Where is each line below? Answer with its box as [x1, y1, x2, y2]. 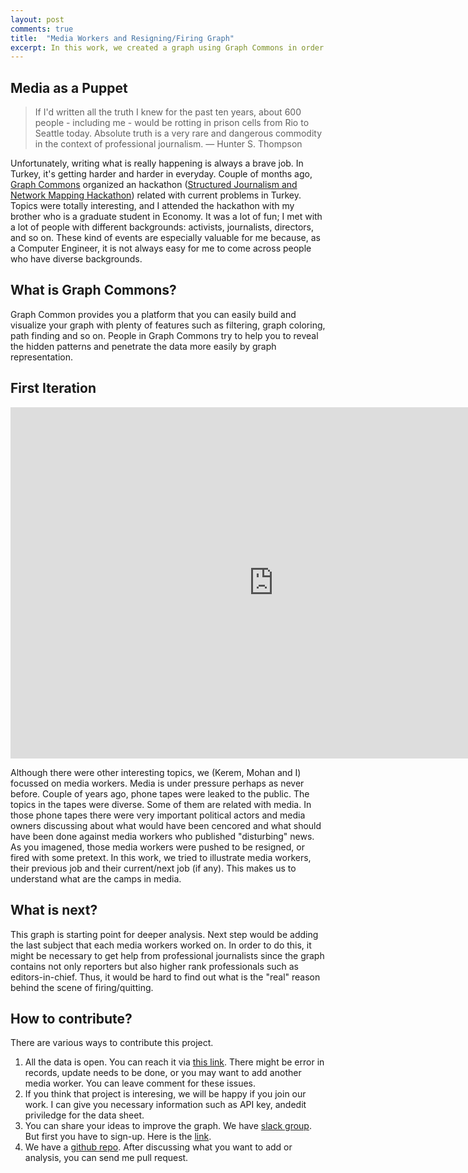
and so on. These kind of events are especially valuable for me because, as [10, 232, 321, 244]
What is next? [10, 902, 98, 919]
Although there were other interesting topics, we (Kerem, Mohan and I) [10, 766, 302, 778]
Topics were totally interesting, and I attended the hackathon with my [10, 200, 295, 212]
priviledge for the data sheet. [24, 1109, 145, 1121]
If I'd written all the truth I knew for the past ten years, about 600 [34, 106, 302, 118]
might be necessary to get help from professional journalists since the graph [10, 949, 325, 961]
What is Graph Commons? [10, 282, 177, 299]
